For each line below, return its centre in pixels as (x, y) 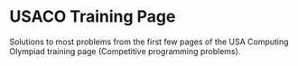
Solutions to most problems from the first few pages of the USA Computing (149, 42)
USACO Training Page (93, 17)
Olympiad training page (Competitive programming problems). (125, 51)
